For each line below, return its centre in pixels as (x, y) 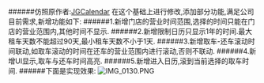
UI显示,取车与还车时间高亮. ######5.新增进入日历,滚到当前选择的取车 (128, 61)
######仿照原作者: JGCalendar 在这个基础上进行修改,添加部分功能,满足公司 (131, 11)
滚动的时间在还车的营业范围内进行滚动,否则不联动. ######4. (151, 51)
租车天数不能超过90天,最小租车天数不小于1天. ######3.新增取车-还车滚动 (128, 41)
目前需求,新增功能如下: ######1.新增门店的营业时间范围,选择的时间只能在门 (132, 21)
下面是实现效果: (71, 71)
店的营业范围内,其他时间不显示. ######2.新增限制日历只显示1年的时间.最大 (130, 31)
